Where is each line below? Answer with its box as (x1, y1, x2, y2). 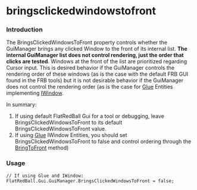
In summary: (6, 101, 37, 108)
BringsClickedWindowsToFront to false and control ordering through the (14, 138, 192, 145)
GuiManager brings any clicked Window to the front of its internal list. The (6, 45, 187, 52)
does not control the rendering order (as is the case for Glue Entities (6, 83, 174, 91)
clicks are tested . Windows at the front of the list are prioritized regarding (6, 58, 187, 65)
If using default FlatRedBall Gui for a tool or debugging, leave (14, 113, 165, 120)
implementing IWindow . (6, 89, 64, 96)
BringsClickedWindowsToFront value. (14, 125, 107, 132)
